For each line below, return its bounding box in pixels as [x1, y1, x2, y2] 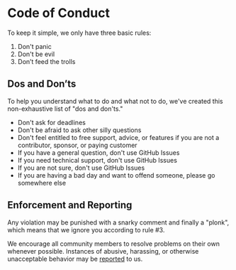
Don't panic [17, 42, 52, 50]
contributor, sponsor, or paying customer [17, 141, 137, 149]
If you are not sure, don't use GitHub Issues [17, 163, 145, 172]
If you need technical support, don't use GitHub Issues [17, 156, 177, 164]
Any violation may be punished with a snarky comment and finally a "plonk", [7, 218, 230, 227]
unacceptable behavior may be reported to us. [7, 254, 143, 263]
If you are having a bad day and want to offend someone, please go [17, 171, 215, 179]
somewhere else [17, 178, 66, 187]
